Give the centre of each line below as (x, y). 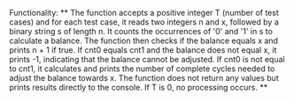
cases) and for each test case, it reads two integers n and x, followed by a (144, 22)
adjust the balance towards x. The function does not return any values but (144, 78)
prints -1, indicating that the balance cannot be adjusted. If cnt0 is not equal (147, 59)
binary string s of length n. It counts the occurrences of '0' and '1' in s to (141, 31)
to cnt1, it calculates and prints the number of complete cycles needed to (142, 69)
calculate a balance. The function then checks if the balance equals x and (144, 40)
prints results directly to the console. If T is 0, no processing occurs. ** (139, 87)
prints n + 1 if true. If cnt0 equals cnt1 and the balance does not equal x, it (143, 50)
